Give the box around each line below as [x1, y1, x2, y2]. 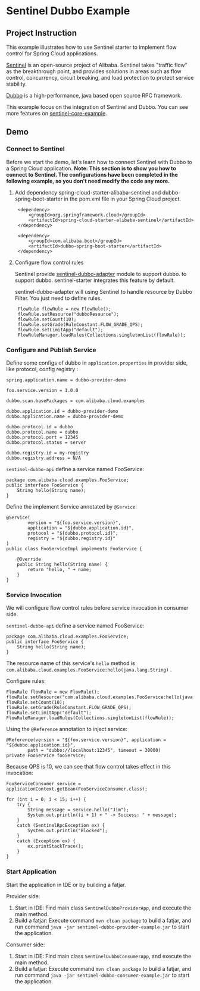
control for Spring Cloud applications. [6, 50, 98, 57]
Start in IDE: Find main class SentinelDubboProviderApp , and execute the [14, 904, 192, 911]
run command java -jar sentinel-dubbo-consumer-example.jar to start [14, 971, 189, 979]
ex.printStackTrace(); [27, 843, 84, 849]
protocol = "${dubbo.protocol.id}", [27, 530, 118, 536]
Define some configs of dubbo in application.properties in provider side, [6, 359, 188, 366]
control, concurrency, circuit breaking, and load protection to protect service [6, 74, 194, 81]
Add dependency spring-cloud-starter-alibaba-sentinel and [14, 189, 161, 196]
